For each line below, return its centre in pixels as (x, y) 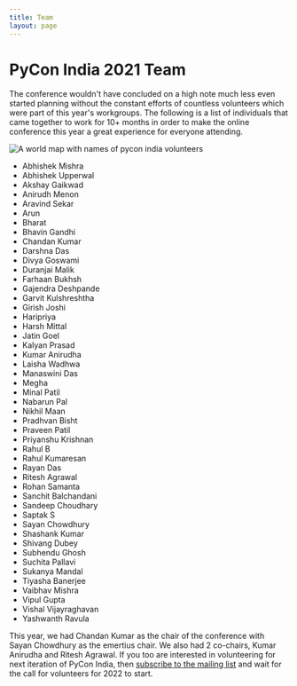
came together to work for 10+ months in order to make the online (129, 122)
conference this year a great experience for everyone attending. (126, 132)
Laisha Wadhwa (51, 364)
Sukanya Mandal (52, 572)
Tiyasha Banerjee (54, 581)
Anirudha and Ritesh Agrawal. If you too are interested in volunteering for (143, 655)
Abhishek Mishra (53, 166)
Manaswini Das (50, 374)
